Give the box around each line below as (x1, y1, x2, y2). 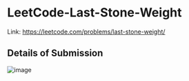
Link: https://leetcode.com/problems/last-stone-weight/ (7, 27, 166, 36)
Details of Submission (7, 47, 103, 59)
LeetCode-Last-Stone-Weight (7, 5, 182, 21)
